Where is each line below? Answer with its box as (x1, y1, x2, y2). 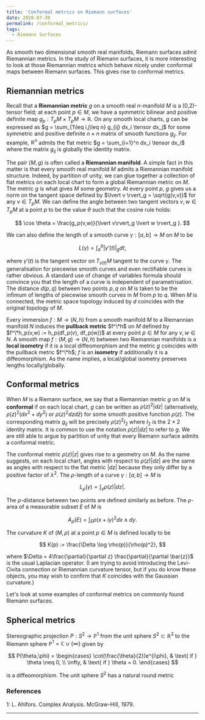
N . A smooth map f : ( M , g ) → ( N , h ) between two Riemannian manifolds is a (6, 335, 196, 343)
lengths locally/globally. (6, 362, 66, 369)
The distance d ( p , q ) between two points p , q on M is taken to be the (6, 284, 178, 292)
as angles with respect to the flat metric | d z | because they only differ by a (6, 464, 192, 471)
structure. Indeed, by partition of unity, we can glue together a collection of (6, 172, 195, 179)
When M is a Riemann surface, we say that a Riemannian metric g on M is (6, 395, 191, 403)
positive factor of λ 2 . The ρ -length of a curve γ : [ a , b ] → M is (6, 470, 162, 479)
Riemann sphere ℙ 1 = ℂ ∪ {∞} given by (6, 639, 104, 647)
